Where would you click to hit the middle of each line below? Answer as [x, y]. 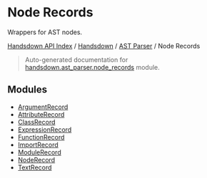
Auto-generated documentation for [76, 59]
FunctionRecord [41, 137]
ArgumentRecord [43, 107]
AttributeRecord [41, 114]
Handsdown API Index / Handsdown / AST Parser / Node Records [104, 46]
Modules [27, 90]
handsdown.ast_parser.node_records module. [92, 67]
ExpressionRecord [45, 130]
